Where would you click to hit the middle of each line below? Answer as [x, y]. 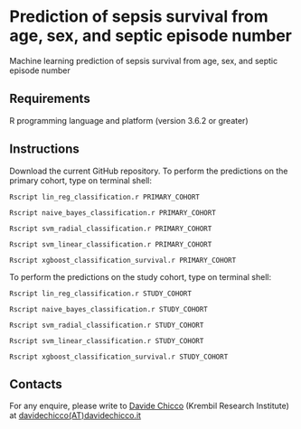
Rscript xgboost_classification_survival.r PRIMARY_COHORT [123, 260]
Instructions [44, 149]
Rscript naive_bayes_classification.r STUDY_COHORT [108, 309]
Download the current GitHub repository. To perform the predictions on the [149, 171]
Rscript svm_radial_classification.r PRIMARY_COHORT [111, 228]
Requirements [50, 99]
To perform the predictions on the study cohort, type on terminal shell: [141, 276]
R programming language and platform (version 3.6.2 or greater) [129, 120]
